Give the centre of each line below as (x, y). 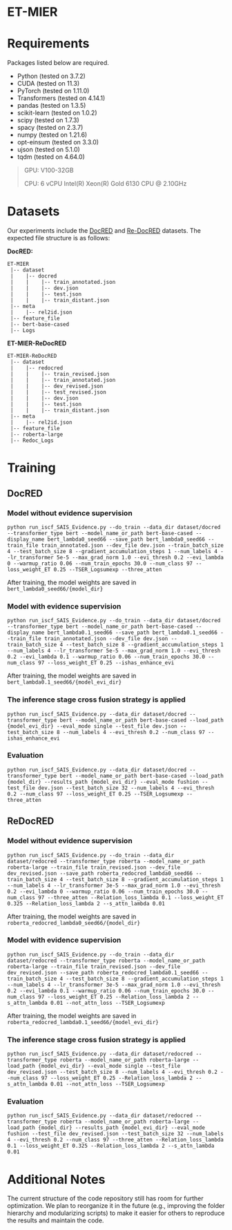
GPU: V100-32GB (49, 171)
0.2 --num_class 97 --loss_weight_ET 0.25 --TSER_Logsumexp (96, 794)
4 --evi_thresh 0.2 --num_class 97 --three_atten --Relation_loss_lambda (116, 1140)
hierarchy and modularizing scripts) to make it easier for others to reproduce (116, 1213)
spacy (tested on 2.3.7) (50, 128)
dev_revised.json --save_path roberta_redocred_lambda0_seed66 (100, 873)
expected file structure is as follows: (59, 238)
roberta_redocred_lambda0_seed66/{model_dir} (74, 923)
